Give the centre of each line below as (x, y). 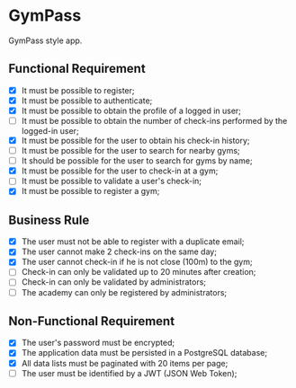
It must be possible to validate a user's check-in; (112, 181)
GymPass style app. (45, 40)
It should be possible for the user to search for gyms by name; (137, 161)
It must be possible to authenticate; (87, 101)
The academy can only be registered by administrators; (124, 292)
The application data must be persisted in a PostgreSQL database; (144, 353)
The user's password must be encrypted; (98, 343)
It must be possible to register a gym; (90, 191)
